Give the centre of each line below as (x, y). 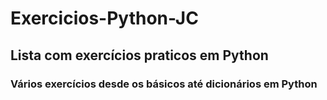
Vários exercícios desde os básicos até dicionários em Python (164, 84)
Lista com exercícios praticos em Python (139, 55)
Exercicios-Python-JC (104, 18)
